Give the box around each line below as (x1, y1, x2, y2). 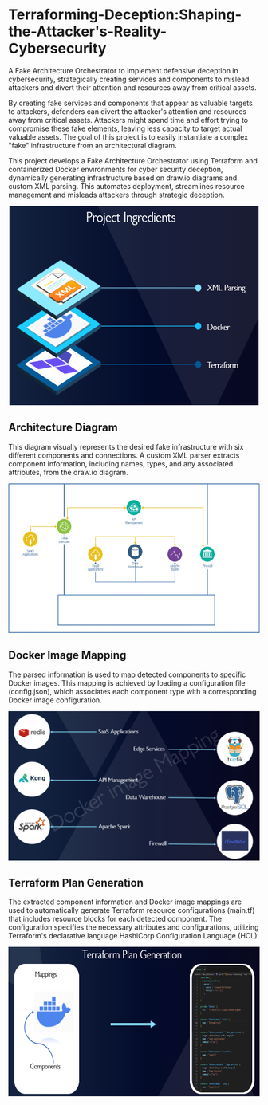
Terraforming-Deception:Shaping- (8, 6, 242, 24)
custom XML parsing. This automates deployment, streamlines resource (8, 181, 245, 191)
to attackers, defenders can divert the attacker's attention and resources (8, 106, 247, 116)
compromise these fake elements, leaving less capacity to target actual (8, 124, 242, 133)
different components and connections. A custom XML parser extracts (8, 450, 240, 460)
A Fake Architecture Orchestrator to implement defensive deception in (8, 65, 239, 75)
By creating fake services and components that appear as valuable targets (8, 98, 253, 108)
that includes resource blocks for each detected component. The (8, 914, 222, 924)
